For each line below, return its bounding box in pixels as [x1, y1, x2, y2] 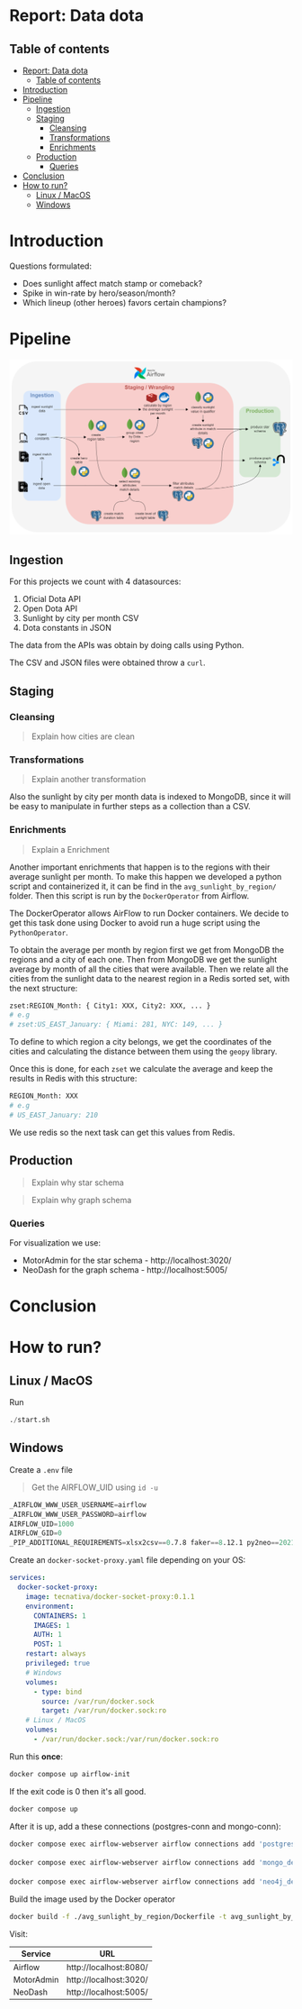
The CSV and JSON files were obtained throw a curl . [9, 657, 206, 668]
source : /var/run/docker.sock [41, 1696, 155, 1706]
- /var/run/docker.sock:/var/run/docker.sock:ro [32, 1735, 219, 1744]
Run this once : [9, 1750, 64, 1762]
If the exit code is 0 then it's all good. [9, 1785, 147, 1796]
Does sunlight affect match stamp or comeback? [22, 278, 203, 288]
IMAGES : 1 [32, 1621, 70, 1630]
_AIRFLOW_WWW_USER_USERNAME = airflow [9, 1500, 147, 1510]
